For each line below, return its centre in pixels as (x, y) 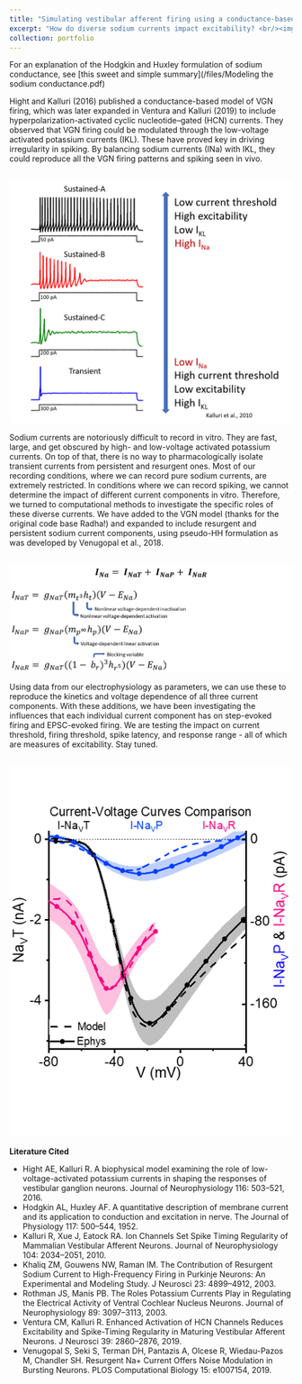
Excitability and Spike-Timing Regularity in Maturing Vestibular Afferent (154, 1332)
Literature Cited (39, 1152)
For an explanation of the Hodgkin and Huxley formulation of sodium (136, 65)
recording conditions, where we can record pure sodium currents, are (138, 475)
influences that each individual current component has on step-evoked (141, 715)
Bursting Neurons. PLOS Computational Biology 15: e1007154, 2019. (147, 1370)
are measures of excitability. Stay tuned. (84, 744)
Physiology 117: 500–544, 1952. (80, 1226)
